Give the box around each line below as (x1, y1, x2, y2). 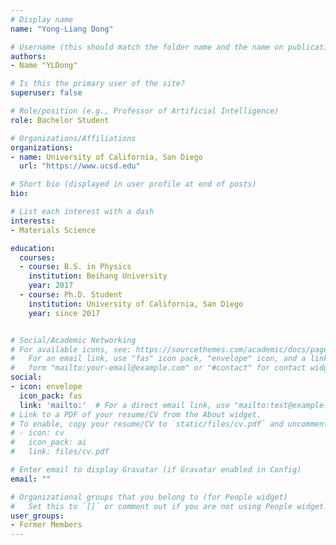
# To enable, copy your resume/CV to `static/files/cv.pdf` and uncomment (10, 419, 329, 429)
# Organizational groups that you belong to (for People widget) (10, 492, 288, 502)
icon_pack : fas (19, 391, 83, 401)
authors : (10, 51, 47, 61)
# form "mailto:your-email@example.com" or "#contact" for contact (10, 363, 307, 373)
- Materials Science (10, 225, 97, 235)
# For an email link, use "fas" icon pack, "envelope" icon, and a (10, 354, 307, 364)
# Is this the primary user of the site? (10, 79, 186, 89)
